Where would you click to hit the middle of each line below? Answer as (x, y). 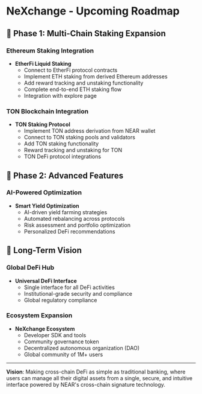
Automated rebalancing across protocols (74, 218)
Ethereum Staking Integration (50, 51)
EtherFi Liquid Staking (43, 63)
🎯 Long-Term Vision (44, 251)
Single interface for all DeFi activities (69, 287)
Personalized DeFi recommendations (69, 231)
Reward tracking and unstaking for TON (73, 150)
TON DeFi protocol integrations (62, 157)
